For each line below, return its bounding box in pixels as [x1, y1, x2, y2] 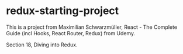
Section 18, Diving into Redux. [6, 41, 78, 48]
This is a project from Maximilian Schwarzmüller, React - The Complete [6, 23, 177, 31]
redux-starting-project [6, 4, 119, 18]
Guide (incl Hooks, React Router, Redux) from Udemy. [6, 29, 136, 36]
